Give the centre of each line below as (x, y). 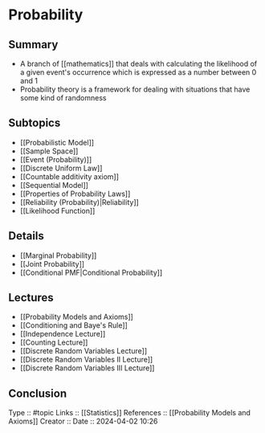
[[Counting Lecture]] (54, 342)
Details (26, 236)
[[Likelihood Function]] (57, 210)
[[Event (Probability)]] (56, 159)
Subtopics (35, 123)
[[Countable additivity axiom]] (69, 176)
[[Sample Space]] (49, 151)
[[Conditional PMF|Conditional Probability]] (91, 272)
